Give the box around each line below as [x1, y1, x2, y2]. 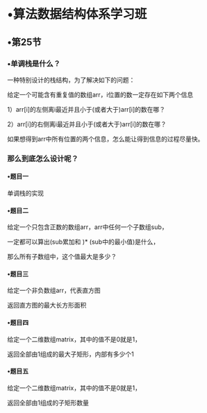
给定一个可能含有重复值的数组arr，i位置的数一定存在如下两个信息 [7, 90, 194, 99]
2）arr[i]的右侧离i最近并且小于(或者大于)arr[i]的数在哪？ [7, 119, 167, 128]
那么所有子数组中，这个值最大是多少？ [7, 253, 117, 261]
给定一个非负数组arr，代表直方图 [7, 286, 101, 295]
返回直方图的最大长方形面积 [7, 301, 87, 310]
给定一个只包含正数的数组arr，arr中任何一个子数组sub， [7, 223, 168, 231]
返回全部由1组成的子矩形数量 [7, 398, 89, 407]
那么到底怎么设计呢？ [7, 153, 78, 163]
